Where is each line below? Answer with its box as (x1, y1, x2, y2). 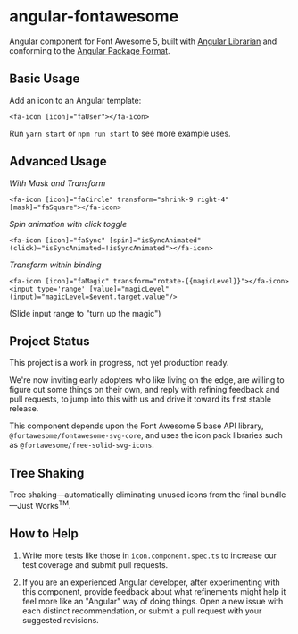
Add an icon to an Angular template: (9, 95, 142, 106)
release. (9, 403, 39, 414)
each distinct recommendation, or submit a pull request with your (21, 605, 262, 616)
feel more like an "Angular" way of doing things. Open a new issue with (21, 596, 284, 606)
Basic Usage (9, 72, 80, 87)
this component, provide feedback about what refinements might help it (21, 586, 286, 596)
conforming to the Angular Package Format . (9, 45, 171, 55)
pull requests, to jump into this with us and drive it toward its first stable (9, 393, 272, 404)
